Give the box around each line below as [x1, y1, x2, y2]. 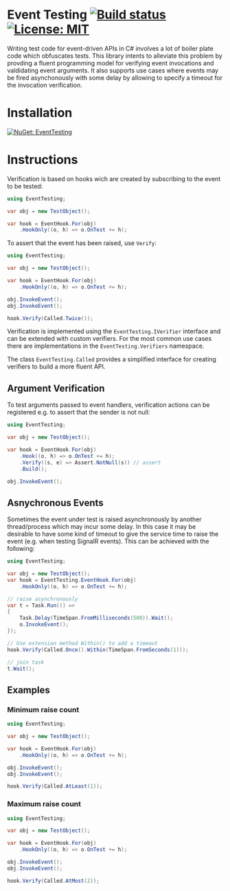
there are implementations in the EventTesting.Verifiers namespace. [7, 342, 205, 350]
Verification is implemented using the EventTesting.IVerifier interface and [7, 327, 221, 335]
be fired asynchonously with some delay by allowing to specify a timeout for [7, 73, 223, 82]
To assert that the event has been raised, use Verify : [7, 239, 157, 247]
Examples [7, 684, 50, 695]
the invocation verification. [7, 81, 82, 89]
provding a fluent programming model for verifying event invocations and [7, 59, 214, 67]
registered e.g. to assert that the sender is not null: [7, 408, 150, 417]
